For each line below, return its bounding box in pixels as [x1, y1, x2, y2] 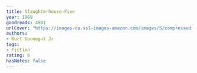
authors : [6, 31, 28, 36]
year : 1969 [6, 14, 33, 20]
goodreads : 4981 [6, 19, 46, 25]
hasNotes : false [6, 58, 46, 64]
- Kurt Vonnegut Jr [6, 36, 54, 42]
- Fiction [6, 47, 31, 53]
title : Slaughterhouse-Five [6, 8, 75, 15]
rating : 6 [6, 52, 31, 58]
